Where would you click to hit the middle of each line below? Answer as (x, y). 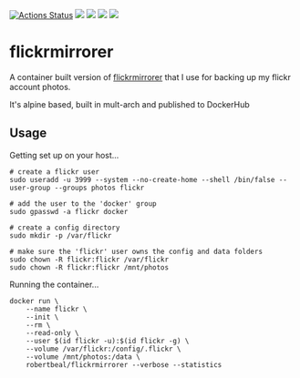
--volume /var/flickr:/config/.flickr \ (103, 349)
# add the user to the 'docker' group (83, 204)
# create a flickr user (55, 172)
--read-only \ (52, 332)
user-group (30, 188)
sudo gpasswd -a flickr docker (69, 211)
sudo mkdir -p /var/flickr (61, 235)
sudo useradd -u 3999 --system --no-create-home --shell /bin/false (142, 179)
